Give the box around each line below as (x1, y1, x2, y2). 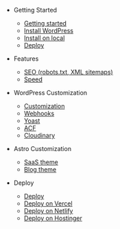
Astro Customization (13, 145, 72, 152)
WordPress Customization (13, 89, 88, 97)
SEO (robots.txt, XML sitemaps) (23, 68, 113, 76)
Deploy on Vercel (23, 199, 73, 208)
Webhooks (23, 110, 55, 117)
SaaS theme (23, 158, 58, 166)
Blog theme (23, 166, 57, 173)
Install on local (23, 34, 65, 42)
